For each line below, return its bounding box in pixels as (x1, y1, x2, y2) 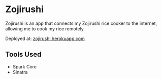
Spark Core (12, 63, 37, 69)
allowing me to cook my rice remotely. (5, 25, 85, 31)
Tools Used (5, 50, 42, 59)
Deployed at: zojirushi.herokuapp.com (5, 35, 85, 42)
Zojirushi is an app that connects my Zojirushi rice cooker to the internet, (5, 20, 157, 26)
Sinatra (12, 69, 28, 75)
